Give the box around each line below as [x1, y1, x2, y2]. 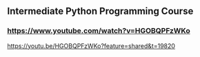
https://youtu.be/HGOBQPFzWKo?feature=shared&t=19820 [7, 41, 176, 50]
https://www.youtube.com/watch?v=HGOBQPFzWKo [7, 26, 191, 36]
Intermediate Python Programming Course [7, 5, 194, 17]
